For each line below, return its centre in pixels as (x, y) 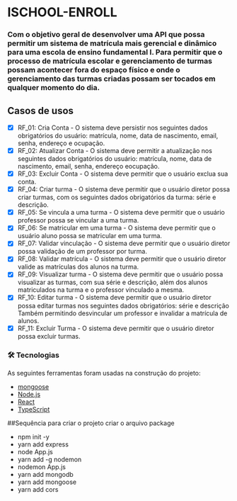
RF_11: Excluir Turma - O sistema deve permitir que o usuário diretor (116, 328)
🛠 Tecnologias (34, 355)
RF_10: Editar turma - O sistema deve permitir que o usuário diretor (115, 298)
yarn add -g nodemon (50, 459)
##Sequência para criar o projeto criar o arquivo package (91, 423)
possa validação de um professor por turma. (82, 252)
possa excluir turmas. (49, 336)
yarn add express (43, 444)
